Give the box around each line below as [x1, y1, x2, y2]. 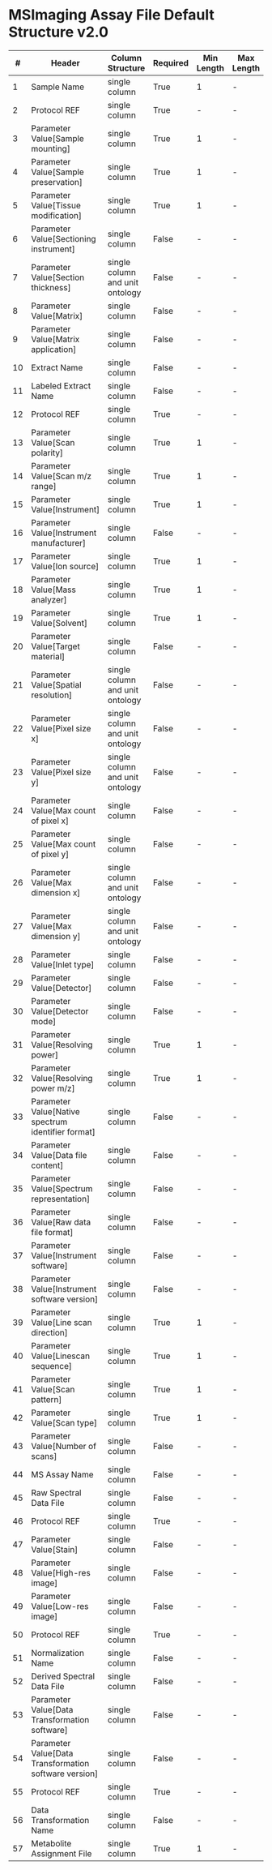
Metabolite [31, 1838, 72, 1849]
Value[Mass [31, 584, 77, 595]
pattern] [31, 1393, 62, 1405]
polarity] [31, 447, 63, 458]
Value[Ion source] [31, 560, 100, 572]
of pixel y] [31, 848, 70, 860]
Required [152, 57, 189, 68]
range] [31, 480, 57, 491]
